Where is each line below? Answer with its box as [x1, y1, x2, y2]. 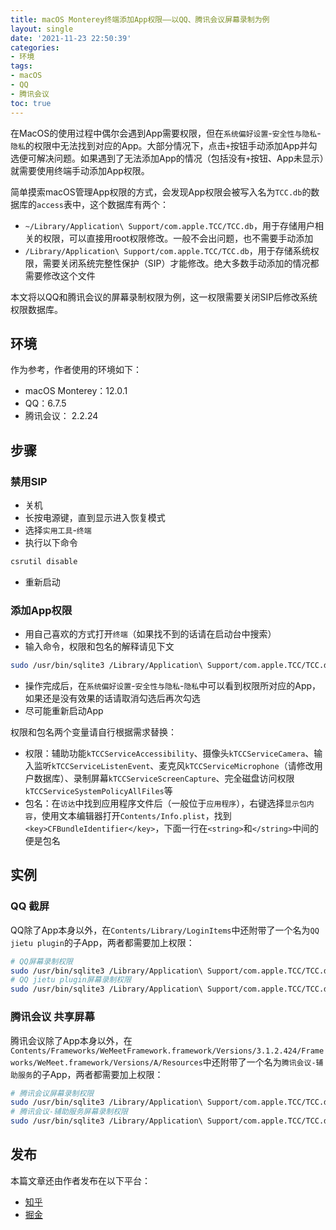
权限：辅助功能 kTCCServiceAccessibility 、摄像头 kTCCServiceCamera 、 [24, 747, 315, 760]
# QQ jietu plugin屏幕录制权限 [10, 975, 132, 985]
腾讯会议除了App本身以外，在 [10, 1034, 133, 1046]
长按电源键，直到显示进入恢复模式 [24, 512, 166, 523]
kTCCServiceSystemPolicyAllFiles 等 [24, 785, 173, 797]
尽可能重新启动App [24, 705, 104, 717]
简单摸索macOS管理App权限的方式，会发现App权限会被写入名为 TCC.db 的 [10, 186, 312, 198]
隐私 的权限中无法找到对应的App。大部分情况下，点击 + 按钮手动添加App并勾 [10, 139, 318, 151]
